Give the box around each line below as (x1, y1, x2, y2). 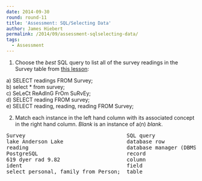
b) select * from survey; (6, 83, 65, 90)
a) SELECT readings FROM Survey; (6, 76, 93, 84)
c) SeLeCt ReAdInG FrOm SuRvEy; (6, 90, 91, 97)
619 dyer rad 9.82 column (6, 156, 146, 163)
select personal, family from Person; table (6, 168, 143, 175)
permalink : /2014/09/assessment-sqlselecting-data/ (6, 31, 138, 37)
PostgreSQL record (6, 150, 146, 157)
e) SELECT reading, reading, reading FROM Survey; (6, 102, 134, 109)
